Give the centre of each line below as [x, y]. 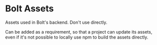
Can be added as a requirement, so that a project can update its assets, [79, 32]
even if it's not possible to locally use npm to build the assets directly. [77, 37]
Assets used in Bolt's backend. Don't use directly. [56, 22]
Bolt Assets [29, 9]
